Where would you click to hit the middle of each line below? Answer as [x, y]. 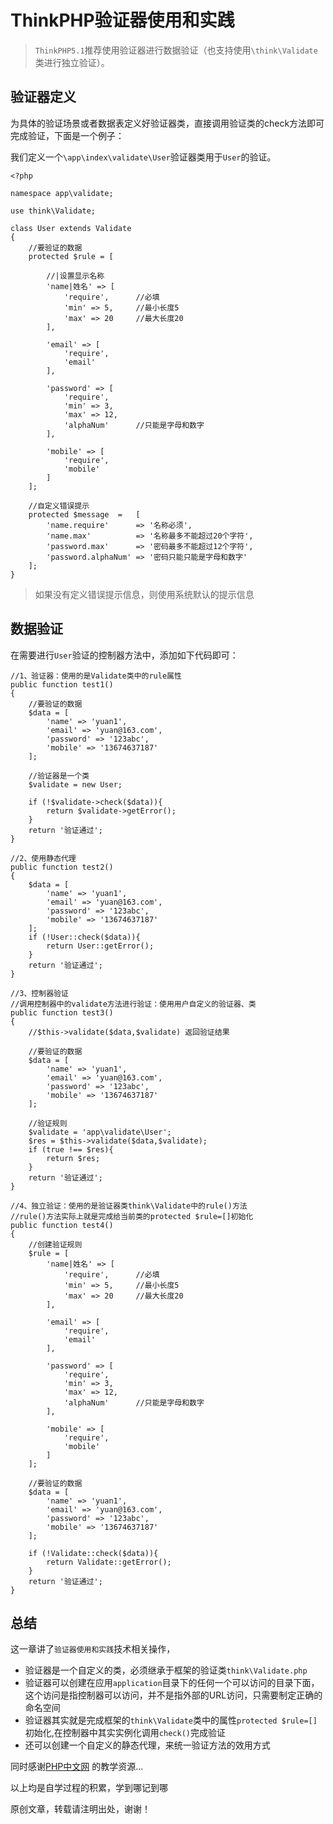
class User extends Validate [71, 228]
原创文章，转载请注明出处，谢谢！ [80, 1809]
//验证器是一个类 [59, 776]
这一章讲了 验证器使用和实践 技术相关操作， [93, 1649]
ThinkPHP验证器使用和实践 [122, 20]
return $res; [73, 1158]
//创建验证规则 [55, 1244]
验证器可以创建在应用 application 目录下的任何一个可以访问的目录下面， [172, 1683]
